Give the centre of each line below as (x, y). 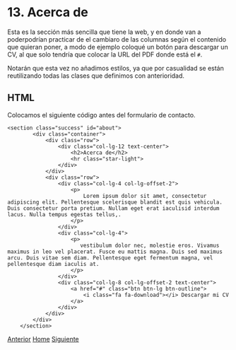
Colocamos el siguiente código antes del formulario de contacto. (101, 115)
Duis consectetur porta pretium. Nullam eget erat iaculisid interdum (113, 208)
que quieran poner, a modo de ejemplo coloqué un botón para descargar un (118, 47)
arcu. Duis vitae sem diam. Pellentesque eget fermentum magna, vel (110, 258)
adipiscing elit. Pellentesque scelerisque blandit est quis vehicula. (115, 202)
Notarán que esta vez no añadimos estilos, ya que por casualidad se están (116, 68)
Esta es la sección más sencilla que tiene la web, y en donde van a (104, 32)
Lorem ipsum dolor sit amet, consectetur (145, 196)
